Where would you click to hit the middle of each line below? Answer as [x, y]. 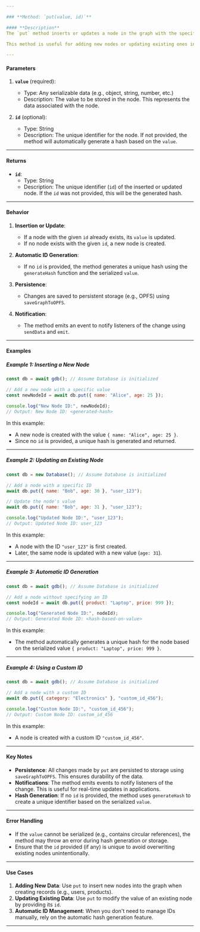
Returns [16, 161]
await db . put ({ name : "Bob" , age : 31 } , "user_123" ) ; [74, 507]
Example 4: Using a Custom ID [45, 667]
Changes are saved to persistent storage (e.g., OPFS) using [96, 296]
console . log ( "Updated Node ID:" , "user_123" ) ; [65, 518]
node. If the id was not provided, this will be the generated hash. [103, 193]
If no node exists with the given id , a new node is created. [95, 243]
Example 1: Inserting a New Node [48, 365]
